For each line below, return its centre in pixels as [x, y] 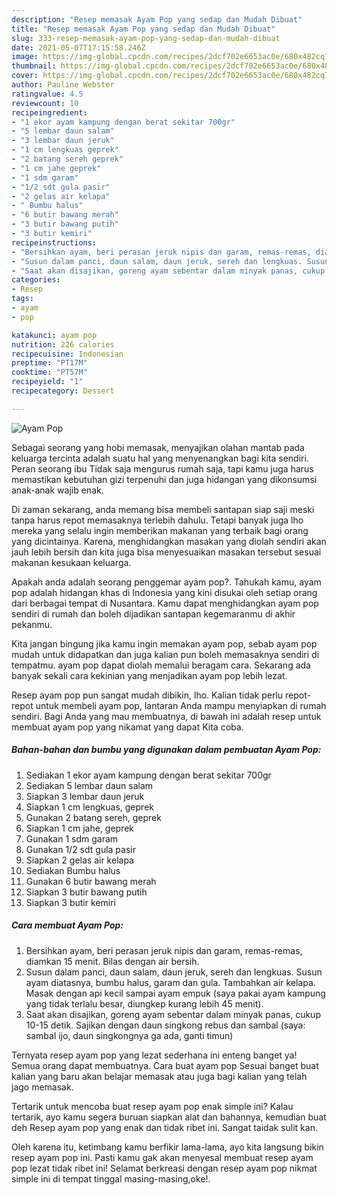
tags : [22, 299]
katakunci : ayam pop [54, 335]
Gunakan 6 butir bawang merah [91, 881]
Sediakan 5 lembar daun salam [89, 785]
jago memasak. [42, 1087]
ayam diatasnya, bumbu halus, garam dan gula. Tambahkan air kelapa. [170, 982]
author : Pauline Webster [63, 85]
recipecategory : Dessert [63, 391]
